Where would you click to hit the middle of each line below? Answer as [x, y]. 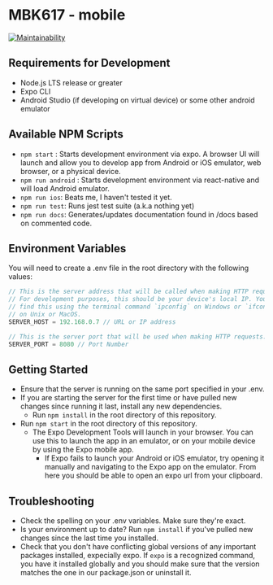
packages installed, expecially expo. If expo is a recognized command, [138, 556]
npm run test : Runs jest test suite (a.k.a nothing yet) [107, 206]
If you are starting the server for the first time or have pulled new [128, 398]
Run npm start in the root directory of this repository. [108, 424]
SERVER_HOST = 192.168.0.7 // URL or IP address [92, 322]
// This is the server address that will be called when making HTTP [129, 292]
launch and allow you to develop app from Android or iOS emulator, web [141, 162]
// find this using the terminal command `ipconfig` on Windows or [125, 307]
